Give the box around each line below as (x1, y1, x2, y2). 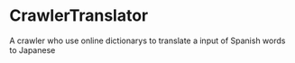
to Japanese (9, 44, 56, 55)
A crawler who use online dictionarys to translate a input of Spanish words (9, 35, 286, 46)
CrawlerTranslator (9, 5, 149, 26)
